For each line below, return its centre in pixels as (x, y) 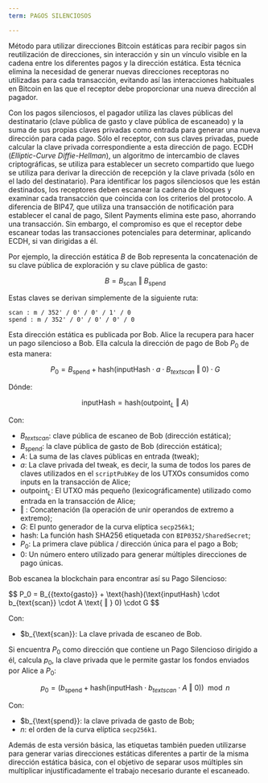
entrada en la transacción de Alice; (78, 501)
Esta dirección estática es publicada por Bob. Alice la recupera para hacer (131, 335)
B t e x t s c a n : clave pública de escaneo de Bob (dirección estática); (126, 437)
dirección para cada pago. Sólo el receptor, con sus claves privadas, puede (134, 138)
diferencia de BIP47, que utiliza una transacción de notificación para (121, 207)
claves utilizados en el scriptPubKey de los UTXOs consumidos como (134, 474)
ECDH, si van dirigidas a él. (53, 241)
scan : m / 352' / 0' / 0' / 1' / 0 (70, 313)
